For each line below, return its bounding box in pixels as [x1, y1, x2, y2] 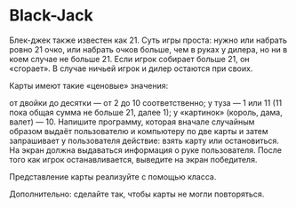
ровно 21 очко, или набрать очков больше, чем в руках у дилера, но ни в [9, 44, 288, 54]
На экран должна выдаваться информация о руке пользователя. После [9, 144, 283, 156]
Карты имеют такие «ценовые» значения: [9, 80, 169, 91]
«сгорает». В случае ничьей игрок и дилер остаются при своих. [9, 63, 253, 74]
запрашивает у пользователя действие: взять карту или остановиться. [9, 135, 280, 146]
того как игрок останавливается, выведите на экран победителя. [9, 154, 258, 164]
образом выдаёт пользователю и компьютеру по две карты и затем [9, 125, 268, 136]
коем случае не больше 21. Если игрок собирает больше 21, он [9, 53, 251, 64]
